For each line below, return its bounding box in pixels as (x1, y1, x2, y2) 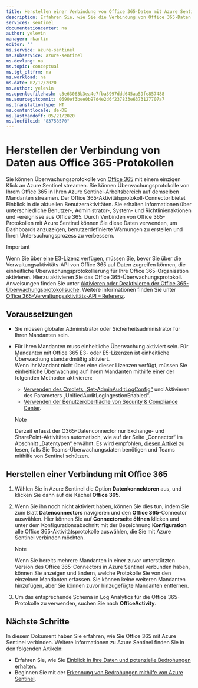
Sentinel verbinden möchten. (14, 534, 85, 541)
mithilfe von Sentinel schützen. (14, 452, 90, 459)
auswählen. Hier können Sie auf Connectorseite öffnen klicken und (14, 515, 180, 522)
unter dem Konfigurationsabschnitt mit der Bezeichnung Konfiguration (14, 521, 187, 528)
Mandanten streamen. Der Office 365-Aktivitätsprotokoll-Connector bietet (6, 195, 186, 202)
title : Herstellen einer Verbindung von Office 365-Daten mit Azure (6, 8, 178, 15)
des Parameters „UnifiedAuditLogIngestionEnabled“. (23, 391, 150, 399)
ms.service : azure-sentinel (6, 47, 75, 53)
